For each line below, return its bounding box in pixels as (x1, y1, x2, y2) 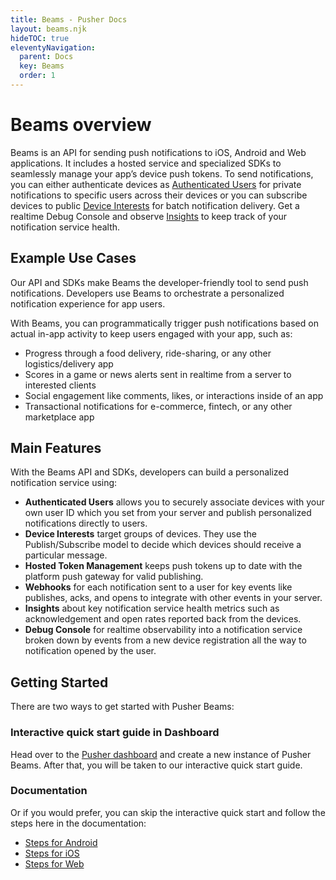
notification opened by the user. (24, 645, 157, 657)
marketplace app (24, 411, 95, 423)
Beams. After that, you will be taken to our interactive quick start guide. (10, 759, 303, 771)
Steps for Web (24, 857, 85, 870)
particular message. (24, 549, 108, 561)
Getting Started (10, 674, 109, 691)
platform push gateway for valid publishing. (24, 571, 204, 583)
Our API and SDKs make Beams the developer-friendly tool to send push (10, 276, 309, 288)
